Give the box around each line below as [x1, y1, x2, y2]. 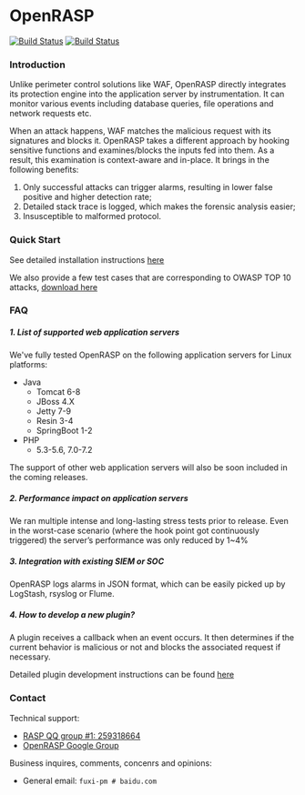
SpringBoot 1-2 [36, 425, 93, 437]
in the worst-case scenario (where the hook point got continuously [9, 525, 259, 537]
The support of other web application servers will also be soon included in [9, 462, 289, 473]
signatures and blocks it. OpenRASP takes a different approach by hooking [9, 136, 290, 146]
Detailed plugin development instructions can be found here [9, 669, 235, 680]
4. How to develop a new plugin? [9, 609, 135, 619]
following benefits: [9, 165, 79, 176]
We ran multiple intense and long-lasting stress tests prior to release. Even [9, 516, 289, 527]
